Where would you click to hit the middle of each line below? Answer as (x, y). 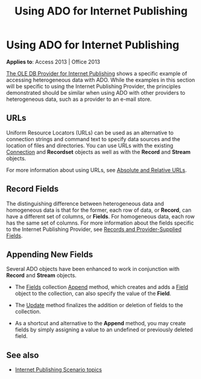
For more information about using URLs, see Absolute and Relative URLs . (97, 170)
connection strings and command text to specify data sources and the (93, 139)
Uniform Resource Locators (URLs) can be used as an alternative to (90, 132)
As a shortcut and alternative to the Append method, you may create (100, 323)
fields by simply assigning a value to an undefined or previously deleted (104, 330)
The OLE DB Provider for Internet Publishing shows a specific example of (97, 73)
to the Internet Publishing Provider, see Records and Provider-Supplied (94, 229)
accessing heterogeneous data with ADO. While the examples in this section (101, 80)
